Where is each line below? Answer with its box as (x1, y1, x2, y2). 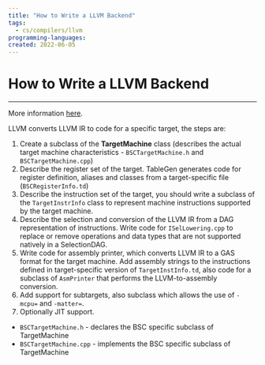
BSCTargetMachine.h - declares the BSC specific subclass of (19, 322, 215, 332)
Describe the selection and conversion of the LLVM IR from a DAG (19, 215, 234, 224)
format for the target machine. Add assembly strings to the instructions (19, 257, 251, 266)
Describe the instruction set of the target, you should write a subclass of (19, 190, 255, 199)
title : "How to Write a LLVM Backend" (8, 11, 136, 20)
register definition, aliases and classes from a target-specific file (19, 173, 230, 182)
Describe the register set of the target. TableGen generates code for (19, 164, 242, 174)
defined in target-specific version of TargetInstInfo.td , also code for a (19, 265, 252, 275)
